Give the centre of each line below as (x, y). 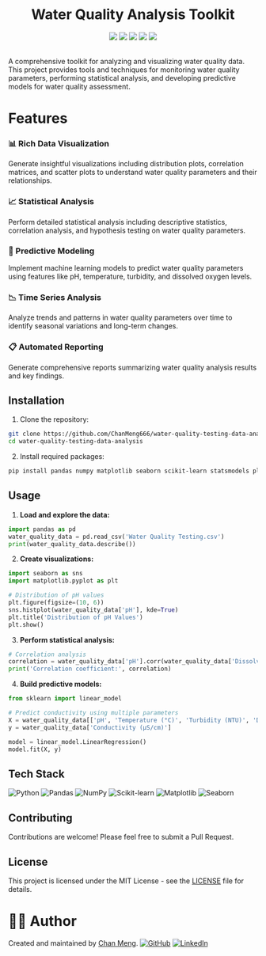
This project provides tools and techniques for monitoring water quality (124, 70)
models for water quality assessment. (69, 86)
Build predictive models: (61, 684)
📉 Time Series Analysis (55, 297)
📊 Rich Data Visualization (59, 144)
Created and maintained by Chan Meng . (73, 943)
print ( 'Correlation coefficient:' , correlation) (90, 669)
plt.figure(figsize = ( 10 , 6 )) (56, 603)
